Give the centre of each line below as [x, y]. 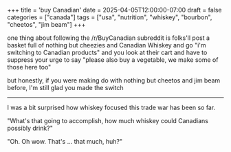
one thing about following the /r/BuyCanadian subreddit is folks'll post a [109, 38]
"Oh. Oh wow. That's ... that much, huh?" [65, 141]
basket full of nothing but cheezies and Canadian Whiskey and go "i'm [107, 45]
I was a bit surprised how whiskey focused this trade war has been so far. [111, 107]
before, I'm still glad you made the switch [65, 88]
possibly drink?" [30, 128]
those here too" [29, 67]
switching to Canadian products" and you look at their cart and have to [107, 52]
